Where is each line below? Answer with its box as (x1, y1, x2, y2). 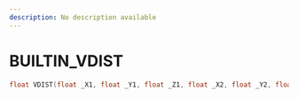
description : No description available (9, 12, 157, 22)
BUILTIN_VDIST (9, 50, 124, 71)
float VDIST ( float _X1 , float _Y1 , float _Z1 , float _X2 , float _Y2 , (9, 80, 272, 89)
